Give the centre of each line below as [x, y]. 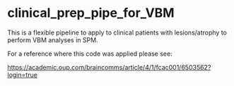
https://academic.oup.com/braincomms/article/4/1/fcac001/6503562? [109, 67]
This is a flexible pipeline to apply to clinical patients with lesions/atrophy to [117, 32]
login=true [22, 75]
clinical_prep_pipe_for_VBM [91, 13]
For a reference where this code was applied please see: [90, 54]
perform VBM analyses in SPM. [53, 39]
